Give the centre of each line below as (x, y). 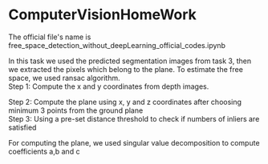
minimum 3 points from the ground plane (76, 110)
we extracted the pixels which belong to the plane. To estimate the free (126, 69)
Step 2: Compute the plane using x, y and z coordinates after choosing (125, 102)
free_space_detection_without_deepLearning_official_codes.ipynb (117, 45)
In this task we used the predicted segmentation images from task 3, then (130, 61)
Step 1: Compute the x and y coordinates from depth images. (109, 86)
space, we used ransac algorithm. (64, 78)
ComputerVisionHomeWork (102, 15)
